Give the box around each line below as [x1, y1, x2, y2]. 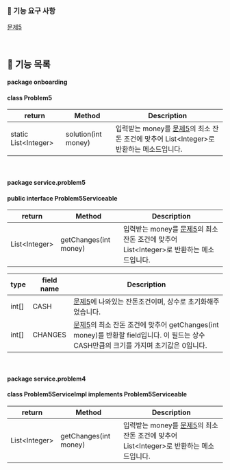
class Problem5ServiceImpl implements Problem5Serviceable [7, 390, 187, 399]
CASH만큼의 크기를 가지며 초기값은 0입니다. [73, 341, 207, 350]
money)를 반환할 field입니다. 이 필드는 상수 [73, 331, 205, 340]
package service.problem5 [7, 179, 86, 187]
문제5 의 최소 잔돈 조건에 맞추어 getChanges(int [73, 320, 219, 330]
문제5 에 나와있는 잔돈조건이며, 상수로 [73, 297, 187, 306]
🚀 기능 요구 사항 [7, 5, 56, 15]
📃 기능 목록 [7, 58, 51, 70]
